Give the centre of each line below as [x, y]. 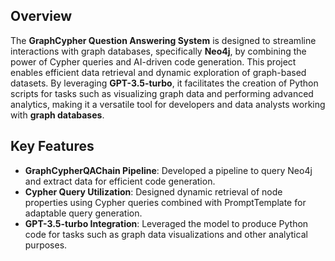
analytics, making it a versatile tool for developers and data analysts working [168, 104]
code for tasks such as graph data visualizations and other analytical [166, 234]
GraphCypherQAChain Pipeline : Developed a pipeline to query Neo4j [168, 170]
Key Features [52, 146]
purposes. [46, 245]
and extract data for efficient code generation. [120, 181]
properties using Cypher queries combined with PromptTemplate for [165, 202]
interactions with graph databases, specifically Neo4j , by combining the [158, 51]
